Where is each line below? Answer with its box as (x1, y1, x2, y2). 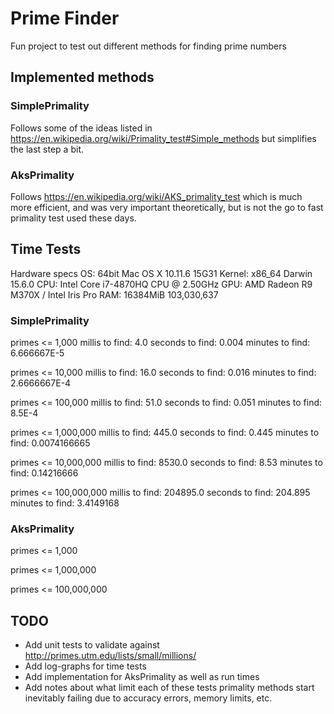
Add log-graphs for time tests (24, 660, 147, 672)
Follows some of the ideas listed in (10, 122, 153, 134)
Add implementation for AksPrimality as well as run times (24, 671, 260, 683)
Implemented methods (10, 69, 155, 86)
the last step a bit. (10, 143, 84, 155)
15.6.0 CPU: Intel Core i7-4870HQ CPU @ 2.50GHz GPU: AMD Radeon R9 (10, 278, 313, 290)
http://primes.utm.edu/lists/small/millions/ (24, 650, 197, 662)
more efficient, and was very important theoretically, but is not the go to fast (10, 201, 324, 213)
